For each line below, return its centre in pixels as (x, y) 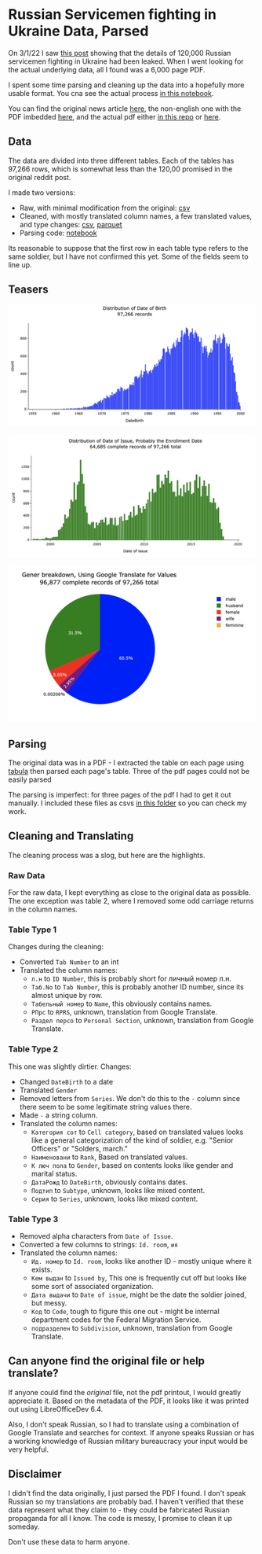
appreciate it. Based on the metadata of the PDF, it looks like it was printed (129, 1401)
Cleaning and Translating (71, 836)
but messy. (49, 1302)
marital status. (54, 1173)
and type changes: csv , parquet (71, 224)
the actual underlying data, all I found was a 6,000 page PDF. (107, 69)
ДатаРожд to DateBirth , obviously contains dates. (109, 1182)
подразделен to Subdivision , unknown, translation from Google (132, 1328)
